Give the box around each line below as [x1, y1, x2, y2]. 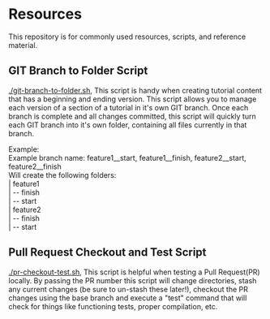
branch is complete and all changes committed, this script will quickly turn [8, 111, 257, 121]
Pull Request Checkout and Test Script [8, 245, 207, 260]
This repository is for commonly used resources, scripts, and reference [8, 32, 246, 41]
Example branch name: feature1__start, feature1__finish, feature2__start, [8, 153, 247, 162]
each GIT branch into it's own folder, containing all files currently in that [8, 119, 247, 130]
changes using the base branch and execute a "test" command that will [8, 293, 247, 303]
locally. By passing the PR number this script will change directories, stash [8, 275, 257, 285]
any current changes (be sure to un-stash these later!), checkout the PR [8, 284, 249, 294]
